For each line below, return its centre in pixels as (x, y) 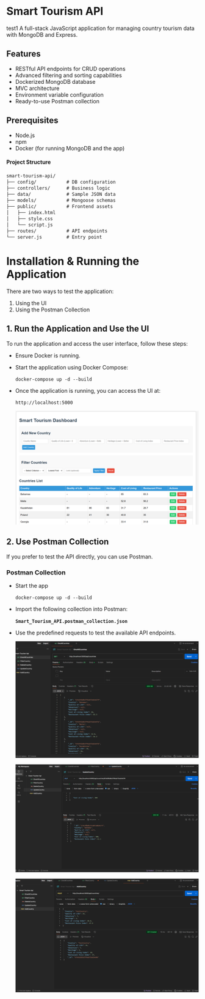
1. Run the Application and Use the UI (78, 329)
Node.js (25, 135)
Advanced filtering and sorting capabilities (68, 75)
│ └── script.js (30, 225)
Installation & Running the (73, 261)
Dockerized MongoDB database (55, 81)
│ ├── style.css (30, 218)
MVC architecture (37, 88)
